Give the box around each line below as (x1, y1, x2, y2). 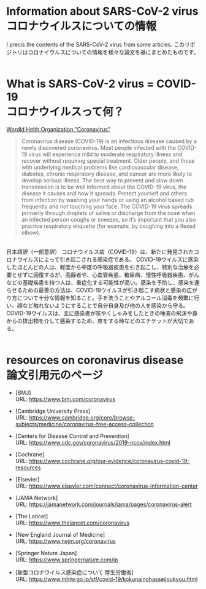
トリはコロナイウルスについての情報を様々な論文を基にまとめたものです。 (11, 48, 199, 56)
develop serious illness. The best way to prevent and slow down (21, 176, 184, 184)
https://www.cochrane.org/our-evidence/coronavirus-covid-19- (29, 457, 190, 464)
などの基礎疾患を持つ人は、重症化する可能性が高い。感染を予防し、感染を (6, 278, 194, 286)
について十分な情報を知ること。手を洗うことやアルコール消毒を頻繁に (17, 294, 194, 302)
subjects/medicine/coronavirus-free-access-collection (15, 420, 154, 427)
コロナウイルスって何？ (6, 105, 124, 119)
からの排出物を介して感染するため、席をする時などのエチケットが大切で (6, 317, 189, 324)
